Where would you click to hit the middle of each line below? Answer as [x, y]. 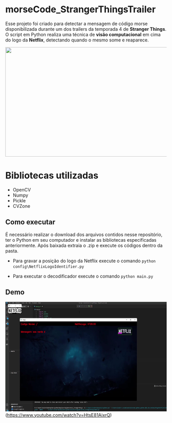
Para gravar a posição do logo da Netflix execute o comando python [84, 261]
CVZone [21, 206]
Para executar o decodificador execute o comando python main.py [83, 276]
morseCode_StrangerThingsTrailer [81, 9]
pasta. [12, 251]
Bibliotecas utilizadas [52, 176]
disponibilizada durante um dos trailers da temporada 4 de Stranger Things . [86, 29]
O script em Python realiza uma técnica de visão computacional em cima [83, 34]
